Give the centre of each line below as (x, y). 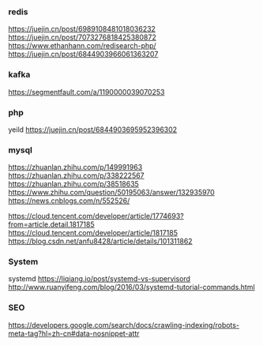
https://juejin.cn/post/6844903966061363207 (83, 55)
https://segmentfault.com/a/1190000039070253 (86, 92)
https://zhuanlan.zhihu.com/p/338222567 (76, 175)
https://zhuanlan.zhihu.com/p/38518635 (74, 184)
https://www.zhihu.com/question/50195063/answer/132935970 (111, 193)
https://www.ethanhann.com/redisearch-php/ (82, 46)
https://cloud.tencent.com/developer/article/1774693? (96, 216)
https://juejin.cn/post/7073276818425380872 (82, 37)
